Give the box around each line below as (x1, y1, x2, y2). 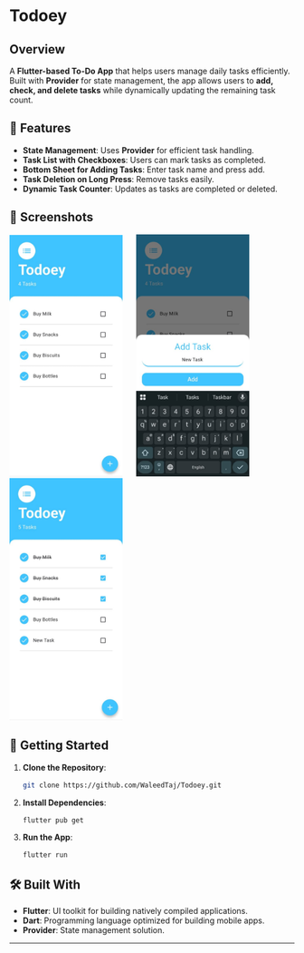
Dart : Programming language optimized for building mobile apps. (22, 915, 265, 926)
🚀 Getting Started (9, 738, 109, 754)
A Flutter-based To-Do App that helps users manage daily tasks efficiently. (9, 65, 291, 76)
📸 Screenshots (9, 209, 94, 225)
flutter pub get (22, 815, 84, 825)
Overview (9, 42, 66, 57)
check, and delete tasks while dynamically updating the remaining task (9, 85, 276, 95)
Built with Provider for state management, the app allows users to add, (9, 75, 274, 86)
